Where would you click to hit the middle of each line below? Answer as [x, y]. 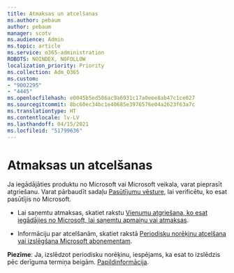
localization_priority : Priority [56, 66]
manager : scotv [29, 33]
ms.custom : [23, 79]
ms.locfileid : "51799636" [45, 131]
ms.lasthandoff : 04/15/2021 [48, 124]
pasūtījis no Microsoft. [39, 199]
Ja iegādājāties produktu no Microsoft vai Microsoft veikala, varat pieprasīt [115, 184]
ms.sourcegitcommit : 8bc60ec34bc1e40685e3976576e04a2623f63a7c [101, 105]
